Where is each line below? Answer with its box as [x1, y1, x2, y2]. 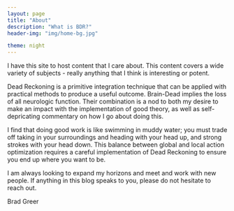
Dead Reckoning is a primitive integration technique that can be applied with [7, 82, 227, 91]
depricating [7, 112, 41, 121]
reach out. [7, 184, 37, 192]
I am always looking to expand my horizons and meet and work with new [7, 169, 217, 177]
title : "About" [7, 17, 52, 24]
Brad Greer [7, 197, 39, 206]
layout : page [7, 10, 45, 17]
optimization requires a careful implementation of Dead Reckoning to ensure [7, 148, 227, 157]
